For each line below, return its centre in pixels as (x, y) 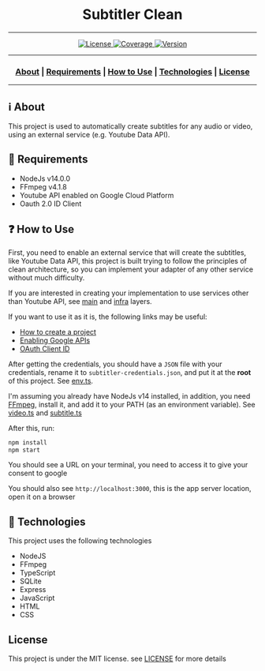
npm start (24, 450)
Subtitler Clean (132, 15)
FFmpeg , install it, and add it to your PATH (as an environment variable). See (132, 404)
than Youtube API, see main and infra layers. (80, 301)
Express (33, 590)
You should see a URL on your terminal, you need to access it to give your (128, 465)
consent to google (38, 473)
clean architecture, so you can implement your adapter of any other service (131, 269)
